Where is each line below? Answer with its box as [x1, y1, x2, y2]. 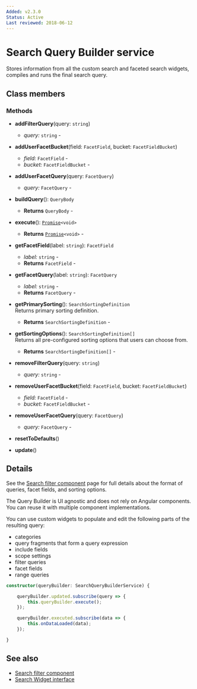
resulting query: [6, 522, 45, 529]
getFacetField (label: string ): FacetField [14, 242, 114, 249]
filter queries [14, 558, 46, 566]
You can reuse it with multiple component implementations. [6, 504, 151, 511]
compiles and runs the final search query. [6, 71, 108, 79]
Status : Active [6, 14, 44, 20]
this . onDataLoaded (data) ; [27, 621, 92, 627]
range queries [14, 571, 49, 578]
